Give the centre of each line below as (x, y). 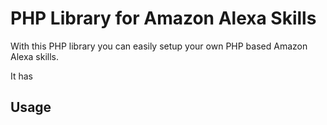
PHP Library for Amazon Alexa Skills (163, 18)
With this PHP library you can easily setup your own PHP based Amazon (159, 46)
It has (22, 76)
